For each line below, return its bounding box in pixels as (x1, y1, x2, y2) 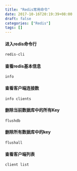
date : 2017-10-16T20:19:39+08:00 (5, 12, 73, 17)
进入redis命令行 (5, 41, 37, 47)
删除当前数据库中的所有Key (5, 107, 60, 113)
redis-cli (5, 52, 25, 57)
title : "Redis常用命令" (5, 7, 50, 12)
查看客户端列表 (5, 151, 35, 157)
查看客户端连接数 (5, 85, 39, 91)
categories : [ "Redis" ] (5, 20, 51, 26)
